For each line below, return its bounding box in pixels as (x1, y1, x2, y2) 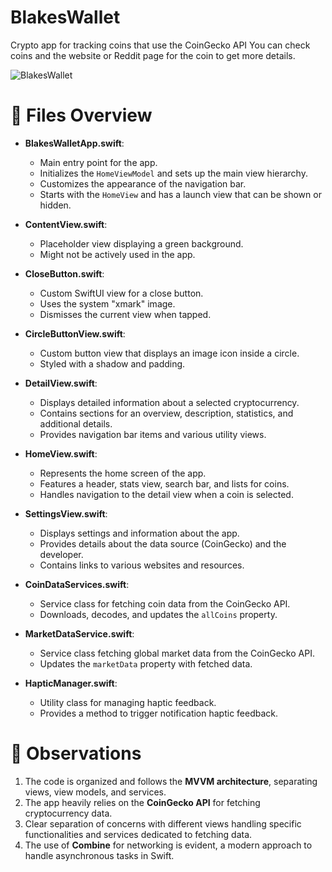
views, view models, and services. (24, 786, 167, 798)
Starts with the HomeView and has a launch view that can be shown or (39, 188, 322, 200)
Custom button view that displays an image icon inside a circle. (39, 347, 300, 359)
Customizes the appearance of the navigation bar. (39, 177, 247, 190)
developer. (39, 548, 84, 560)
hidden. (39, 199, 72, 211)
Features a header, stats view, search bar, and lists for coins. (39, 477, 290, 490)
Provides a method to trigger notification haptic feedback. (39, 707, 279, 719)
